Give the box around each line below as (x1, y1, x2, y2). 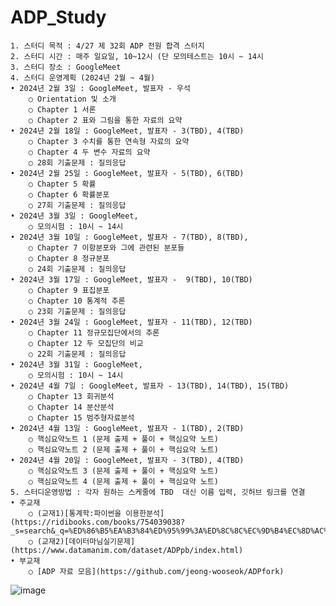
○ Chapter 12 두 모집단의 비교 (28, 338, 144, 348)
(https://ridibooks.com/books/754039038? (10, 517, 186, 527)
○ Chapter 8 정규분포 (28, 253, 110, 263)
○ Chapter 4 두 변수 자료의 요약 (28, 147, 151, 157)
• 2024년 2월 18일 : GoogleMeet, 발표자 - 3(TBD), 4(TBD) (10, 126, 245, 136)
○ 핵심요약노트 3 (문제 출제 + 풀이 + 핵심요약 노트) (28, 466, 219, 476)
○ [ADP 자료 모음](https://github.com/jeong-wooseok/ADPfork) (28, 566, 285, 576)
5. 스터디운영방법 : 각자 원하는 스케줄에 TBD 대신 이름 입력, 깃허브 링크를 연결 (10, 487, 306, 497)
